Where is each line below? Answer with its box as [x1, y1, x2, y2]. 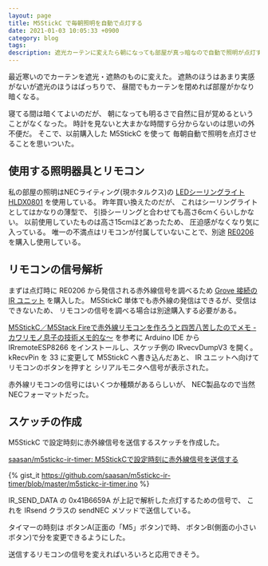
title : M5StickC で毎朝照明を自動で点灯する [8, 19, 144, 27]
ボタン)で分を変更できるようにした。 [8, 532, 130, 542]
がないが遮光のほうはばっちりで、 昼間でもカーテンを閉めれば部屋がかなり [8, 82, 255, 91]
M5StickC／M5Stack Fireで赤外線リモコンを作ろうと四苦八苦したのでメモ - [8, 322, 257, 332]
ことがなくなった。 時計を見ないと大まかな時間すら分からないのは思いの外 [8, 119, 255, 128]
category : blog [8, 34, 59, 42]
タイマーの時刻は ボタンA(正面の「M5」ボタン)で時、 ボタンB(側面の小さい [8, 523, 257, 532]
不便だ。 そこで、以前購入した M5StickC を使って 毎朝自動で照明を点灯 [8, 129, 243, 138]
